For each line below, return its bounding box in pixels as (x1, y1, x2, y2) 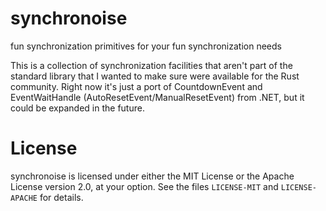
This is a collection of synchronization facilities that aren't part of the (10, 59, 293, 71)
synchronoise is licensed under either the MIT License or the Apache (10, 170, 295, 182)
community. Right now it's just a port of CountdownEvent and (10, 80, 263, 92)
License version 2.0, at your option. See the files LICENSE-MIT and (10, 180, 279, 192)
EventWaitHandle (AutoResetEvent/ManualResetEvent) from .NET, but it (10, 91, 305, 103)
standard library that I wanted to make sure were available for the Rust (10, 70, 300, 82)
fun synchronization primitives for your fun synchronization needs (10, 40, 282, 52)
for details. (39, 191, 84, 203)
